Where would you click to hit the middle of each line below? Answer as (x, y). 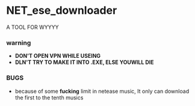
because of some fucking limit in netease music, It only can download (102, 91)
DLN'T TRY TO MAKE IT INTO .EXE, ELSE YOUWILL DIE (84, 62)
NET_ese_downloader (62, 11)
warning (19, 43)
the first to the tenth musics (49, 98)
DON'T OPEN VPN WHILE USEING (58, 56)
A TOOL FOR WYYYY (32, 27)
